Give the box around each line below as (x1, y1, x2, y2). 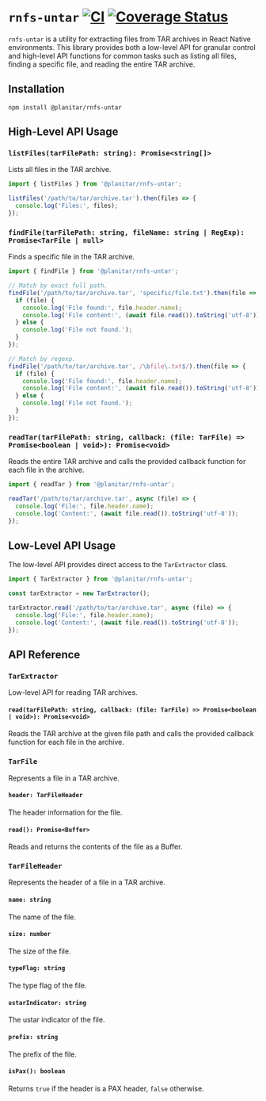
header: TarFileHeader (8, 792, 83, 800)
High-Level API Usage (8, 125, 119, 139)
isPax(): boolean (8, 1068, 66, 1076)
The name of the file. (8, 912, 77, 922)
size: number (8, 930, 51, 938)
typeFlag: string (8, 965, 66, 972)
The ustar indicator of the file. (8, 1015, 105, 1025)
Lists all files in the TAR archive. (8, 165, 112, 175)
